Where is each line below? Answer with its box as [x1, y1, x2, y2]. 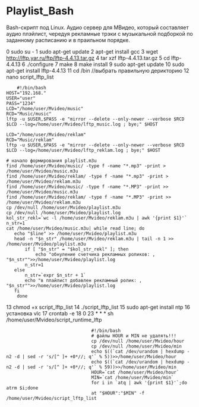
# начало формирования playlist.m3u [6, 158, 97, 164]
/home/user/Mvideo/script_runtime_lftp [6, 316, 102, 323]
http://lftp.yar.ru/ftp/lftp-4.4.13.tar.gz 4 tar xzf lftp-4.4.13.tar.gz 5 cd [6, 54, 170, 61]
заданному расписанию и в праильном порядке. [6, 36, 131, 43]
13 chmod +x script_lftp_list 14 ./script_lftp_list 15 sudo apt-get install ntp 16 [6, 303, 190, 311]
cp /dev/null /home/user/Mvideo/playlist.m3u [6, 204, 121, 211]
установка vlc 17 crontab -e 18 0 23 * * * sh [6, 309, 114, 317]
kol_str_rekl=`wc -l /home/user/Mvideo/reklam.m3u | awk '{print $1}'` [6, 215, 187, 221]
